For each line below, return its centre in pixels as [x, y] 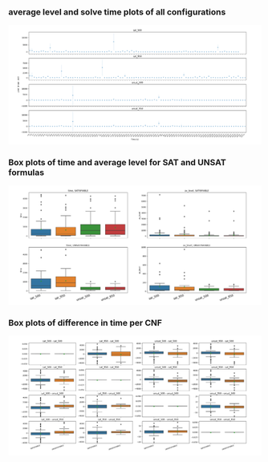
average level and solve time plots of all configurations [117, 12]
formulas [26, 172]
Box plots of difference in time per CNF [85, 322]
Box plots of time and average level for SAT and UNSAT [117, 162]
